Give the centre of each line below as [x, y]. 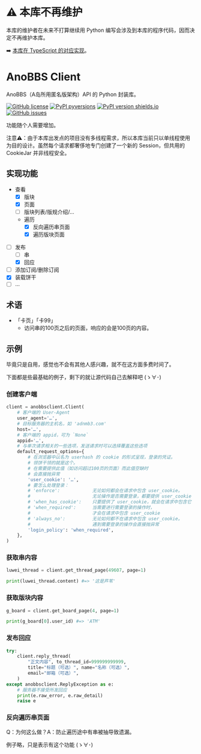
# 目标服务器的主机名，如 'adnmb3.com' [62, 424]
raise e [26, 701]
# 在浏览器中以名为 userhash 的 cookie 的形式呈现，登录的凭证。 [102, 457]
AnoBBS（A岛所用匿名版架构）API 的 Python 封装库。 [73, 94]
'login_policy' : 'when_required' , [71, 530]
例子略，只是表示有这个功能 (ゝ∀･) [50, 744]
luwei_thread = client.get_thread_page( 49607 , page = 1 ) [76, 570]
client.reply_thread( [44, 656]
